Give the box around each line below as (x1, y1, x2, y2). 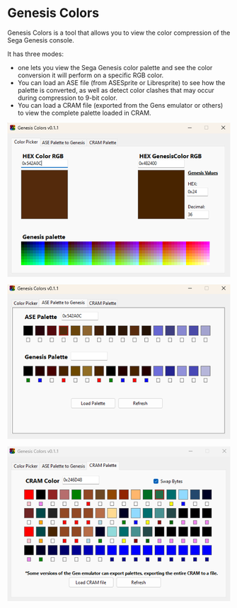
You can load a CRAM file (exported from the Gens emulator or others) (17, 101, 224, 109)
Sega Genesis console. (7, 35, 74, 44)
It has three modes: (7, 50, 64, 58)
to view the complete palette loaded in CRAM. (17, 108, 151, 117)
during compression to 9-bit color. (17, 94, 118, 102)
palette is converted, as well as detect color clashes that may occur (17, 86, 214, 94)
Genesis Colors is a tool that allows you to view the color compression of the (7, 28, 231, 37)
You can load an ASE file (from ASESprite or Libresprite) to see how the (17, 78, 226, 86)
